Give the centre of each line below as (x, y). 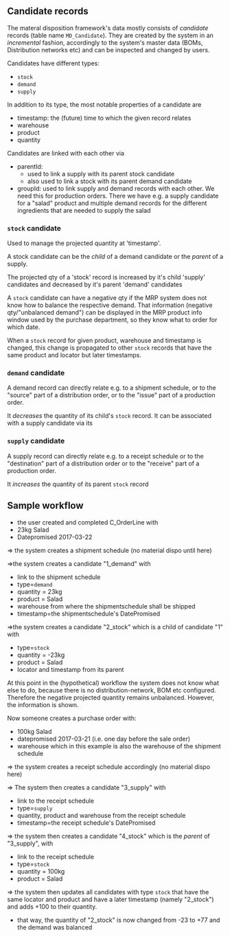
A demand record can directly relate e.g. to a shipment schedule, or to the (112, 388)
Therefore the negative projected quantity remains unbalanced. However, (111, 697)
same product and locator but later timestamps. (74, 355)
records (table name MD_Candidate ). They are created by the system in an (111, 35)
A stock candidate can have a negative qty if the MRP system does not (107, 298)
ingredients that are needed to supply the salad (84, 210)
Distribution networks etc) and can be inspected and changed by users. (108, 50)
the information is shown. (43, 704)
